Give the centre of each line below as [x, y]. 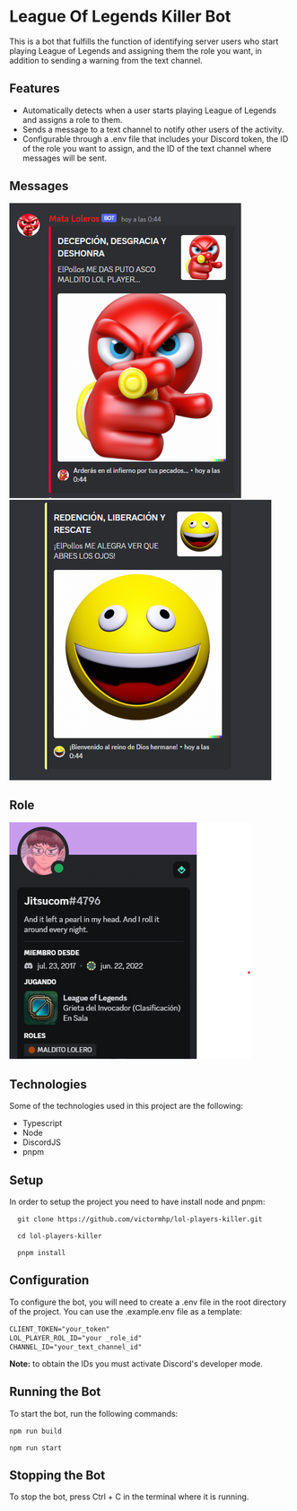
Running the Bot [55, 1392]
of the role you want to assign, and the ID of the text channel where [147, 148]
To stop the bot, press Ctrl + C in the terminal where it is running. [129, 1497]
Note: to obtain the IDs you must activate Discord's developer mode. [136, 1363]
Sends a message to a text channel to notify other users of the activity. [153, 129]
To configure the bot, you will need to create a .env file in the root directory [148, 1302]
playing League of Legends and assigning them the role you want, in [136, 50]
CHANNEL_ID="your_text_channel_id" [76, 1347]
